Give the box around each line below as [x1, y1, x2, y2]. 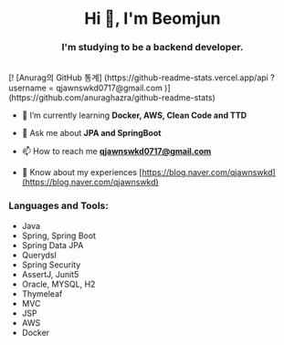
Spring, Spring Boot [21, 230, 97, 241]
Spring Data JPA [21, 239, 84, 250]
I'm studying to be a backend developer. [61, 41, 244, 54]
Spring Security [21, 259, 81, 270]
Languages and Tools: [8, 200, 109, 213]
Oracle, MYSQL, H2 [21, 278, 96, 289]
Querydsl [21, 249, 57, 260]
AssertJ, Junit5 [21, 268, 79, 279]
